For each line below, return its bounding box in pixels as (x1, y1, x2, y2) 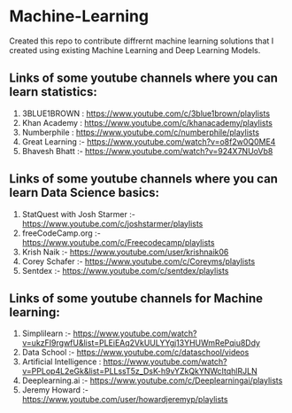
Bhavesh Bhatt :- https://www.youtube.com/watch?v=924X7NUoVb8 (21, 145, 273, 156)
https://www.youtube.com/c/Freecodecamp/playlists (21, 237, 215, 247)
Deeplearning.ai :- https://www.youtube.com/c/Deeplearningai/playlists (21, 375, 283, 386)
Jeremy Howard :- (21, 385, 88, 395)
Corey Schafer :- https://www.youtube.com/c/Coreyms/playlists (21, 255, 256, 267)
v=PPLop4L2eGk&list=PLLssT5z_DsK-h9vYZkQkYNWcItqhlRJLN (21, 366, 258, 377)
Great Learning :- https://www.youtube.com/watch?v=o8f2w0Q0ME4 (21, 136, 276, 147)
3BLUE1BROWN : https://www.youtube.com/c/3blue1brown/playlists (21, 108, 271, 119)
